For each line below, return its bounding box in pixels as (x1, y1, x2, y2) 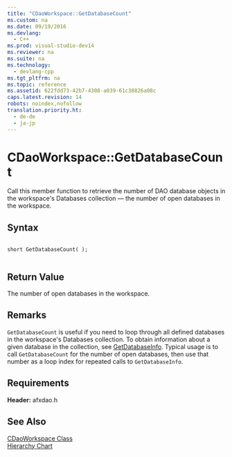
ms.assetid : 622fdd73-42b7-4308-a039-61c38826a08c (7, 87, 157, 94)
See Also (7, 416, 46, 428)
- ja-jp (13, 119, 36, 127)
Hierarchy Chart (7, 441, 53, 450)
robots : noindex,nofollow (7, 100, 82, 107)
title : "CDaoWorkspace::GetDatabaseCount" (7, 10, 132, 17)
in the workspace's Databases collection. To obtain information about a (7, 335, 211, 343)
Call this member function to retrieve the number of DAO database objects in (7, 187, 226, 195)
